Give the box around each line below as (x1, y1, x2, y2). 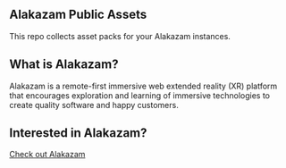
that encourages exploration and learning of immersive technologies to (9, 89, 271, 101)
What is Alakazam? (9, 57, 119, 72)
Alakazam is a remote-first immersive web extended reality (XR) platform (9, 80, 278, 91)
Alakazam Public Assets (9, 7, 147, 22)
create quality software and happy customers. (9, 99, 179, 110)
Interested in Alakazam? (9, 125, 147, 141)
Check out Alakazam (9, 149, 86, 160)
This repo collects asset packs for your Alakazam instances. (9, 30, 231, 41)
